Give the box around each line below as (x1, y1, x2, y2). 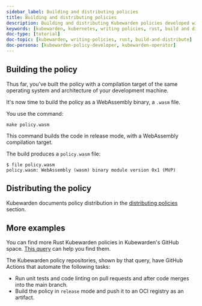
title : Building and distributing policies (6, 14, 117, 20)
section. (6, 205, 26, 213)
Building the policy (6, 64, 78, 75)
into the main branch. (14, 281, 68, 289)
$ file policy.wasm (6, 161, 55, 168)
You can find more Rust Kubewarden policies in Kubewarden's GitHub (6, 239, 179, 246)
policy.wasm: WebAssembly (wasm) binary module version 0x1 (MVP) (6, 167, 176, 173)
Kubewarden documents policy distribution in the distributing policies (6, 199, 178, 206)
